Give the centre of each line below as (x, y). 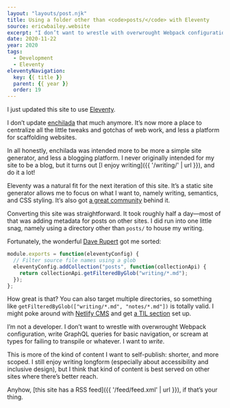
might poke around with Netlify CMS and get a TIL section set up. (99, 313)
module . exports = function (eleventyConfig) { (73, 254)
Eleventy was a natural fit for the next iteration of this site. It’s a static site (110, 186)
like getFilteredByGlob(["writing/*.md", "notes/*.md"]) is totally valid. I (111, 307)
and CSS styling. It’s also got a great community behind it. (89, 200)
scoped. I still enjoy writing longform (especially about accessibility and (108, 362)
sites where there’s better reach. (53, 376)
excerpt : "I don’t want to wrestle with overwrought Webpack (96, 33)
